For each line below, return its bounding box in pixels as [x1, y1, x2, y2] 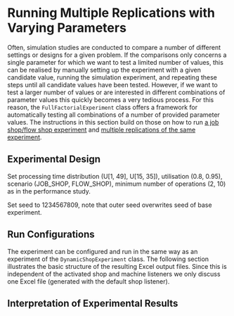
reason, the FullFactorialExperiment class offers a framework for [7, 103, 198, 111]
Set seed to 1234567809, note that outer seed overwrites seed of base [7, 201, 212, 209]
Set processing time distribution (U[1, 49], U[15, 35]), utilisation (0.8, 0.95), [7, 172, 223, 180]
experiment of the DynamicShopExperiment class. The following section [7, 255, 209, 263]
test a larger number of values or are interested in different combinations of [7, 88, 226, 96]
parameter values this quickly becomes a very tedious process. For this [7, 95, 214, 103]
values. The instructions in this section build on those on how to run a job [7, 118, 219, 126]
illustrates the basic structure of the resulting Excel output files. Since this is [7, 262, 227, 270]
